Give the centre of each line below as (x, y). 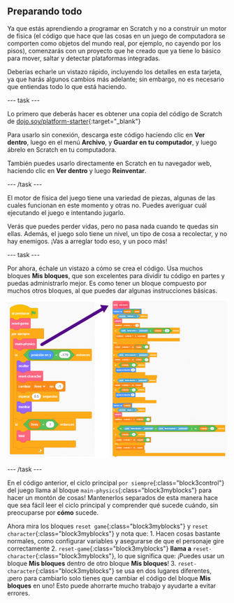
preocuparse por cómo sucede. (53, 513)
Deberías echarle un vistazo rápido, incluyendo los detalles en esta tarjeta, (115, 71)
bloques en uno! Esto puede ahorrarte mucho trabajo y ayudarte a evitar (112, 586)
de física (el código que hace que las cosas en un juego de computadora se (116, 36)
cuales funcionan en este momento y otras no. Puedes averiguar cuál (107, 205)
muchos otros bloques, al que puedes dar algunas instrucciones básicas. (112, 291)
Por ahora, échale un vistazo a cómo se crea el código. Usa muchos (105, 268)
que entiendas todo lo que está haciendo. (67, 86)
